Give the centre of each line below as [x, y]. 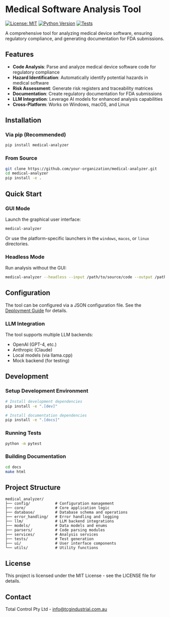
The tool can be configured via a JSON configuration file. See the [73, 305]
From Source [21, 158]
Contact [18, 597]
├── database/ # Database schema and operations [67, 513]
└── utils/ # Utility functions [52, 548]
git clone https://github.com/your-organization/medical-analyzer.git [81, 169]
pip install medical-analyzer [37, 145]
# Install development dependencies [44, 401]
